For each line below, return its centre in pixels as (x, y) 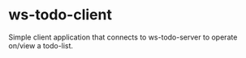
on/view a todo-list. (41, 45)
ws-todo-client (60, 15)
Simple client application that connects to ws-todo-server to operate (123, 37)
